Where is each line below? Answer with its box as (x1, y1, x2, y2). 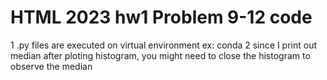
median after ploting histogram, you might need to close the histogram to (10, 49, 311, 61)
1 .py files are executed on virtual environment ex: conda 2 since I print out (10, 39, 317, 51)
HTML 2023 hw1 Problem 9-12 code (10, 6, 313, 29)
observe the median (10, 60, 93, 72)
